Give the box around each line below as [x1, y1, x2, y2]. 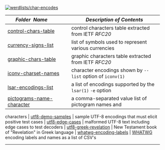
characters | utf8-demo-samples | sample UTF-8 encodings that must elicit [5, 114, 158, 120]
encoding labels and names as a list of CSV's [5, 135, 97, 140]
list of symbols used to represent [71, 39, 147, 45]
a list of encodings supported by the [71, 81, 155, 88]
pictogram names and [71, 101, 122, 108]
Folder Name [15, 16, 48, 23]
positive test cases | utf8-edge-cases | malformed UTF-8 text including [5, 119, 150, 125]
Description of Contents [85, 16, 143, 23]
